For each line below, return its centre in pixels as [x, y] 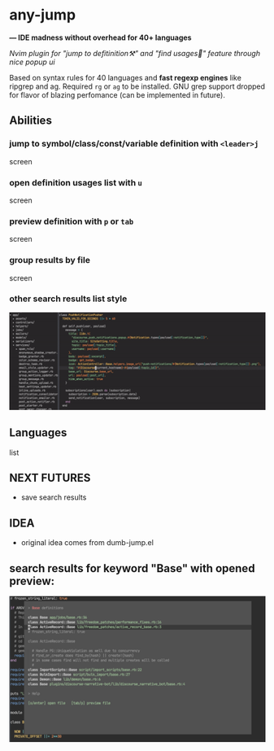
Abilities [30, 121]
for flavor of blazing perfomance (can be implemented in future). [117, 94]
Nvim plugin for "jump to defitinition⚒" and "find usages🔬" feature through [135, 53]
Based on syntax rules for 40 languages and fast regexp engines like [126, 77]
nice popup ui [32, 62]
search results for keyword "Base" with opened [132, 568]
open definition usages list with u [76, 182]
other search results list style [68, 299]
